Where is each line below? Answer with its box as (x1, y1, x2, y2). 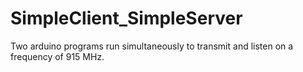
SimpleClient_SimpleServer (10, 7, 243, 30)
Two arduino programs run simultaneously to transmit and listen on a (10, 40, 294, 52)
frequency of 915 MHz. (10, 50, 105, 62)
